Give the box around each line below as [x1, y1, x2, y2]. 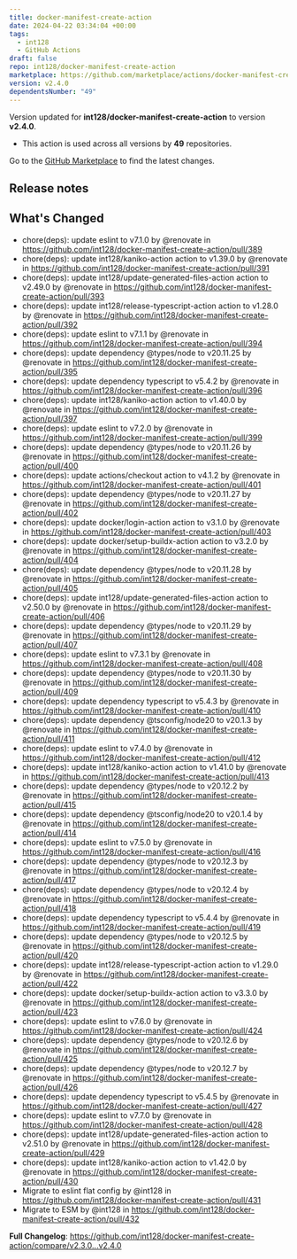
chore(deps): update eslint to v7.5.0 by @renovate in [21, 836, 213, 847]
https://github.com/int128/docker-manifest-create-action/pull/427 [21, 1100, 263, 1111]
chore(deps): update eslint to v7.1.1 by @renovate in [21, 329, 209, 339]
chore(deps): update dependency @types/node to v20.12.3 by [21, 856, 249, 867]
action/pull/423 [21, 1006, 79, 1017]
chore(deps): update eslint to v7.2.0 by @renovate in [21, 423, 214, 433]
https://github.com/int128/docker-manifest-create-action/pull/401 [21, 479, 262, 490]
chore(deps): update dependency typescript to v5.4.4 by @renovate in [21, 912, 280, 922]
